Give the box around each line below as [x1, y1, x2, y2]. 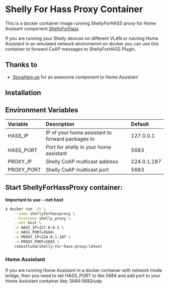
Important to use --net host [5, 196, 64, 202]
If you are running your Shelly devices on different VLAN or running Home [5, 35, 158, 41]
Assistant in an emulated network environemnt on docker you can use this [5, 40, 159, 46]
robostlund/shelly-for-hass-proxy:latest [14, 244, 102, 249]
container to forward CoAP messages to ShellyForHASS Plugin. [5, 46, 136, 52]
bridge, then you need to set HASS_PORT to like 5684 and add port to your [5, 272, 161, 278]
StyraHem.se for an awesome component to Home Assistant [12, 74, 138, 80]
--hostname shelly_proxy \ [14, 215, 71, 221]
